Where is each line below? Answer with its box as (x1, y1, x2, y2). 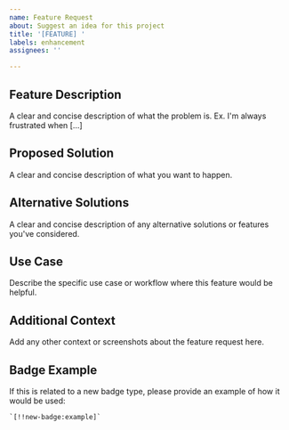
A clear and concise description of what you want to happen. (9, 169, 233, 180)
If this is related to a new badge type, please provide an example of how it (9, 386, 280, 396)
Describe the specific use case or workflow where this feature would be (9, 278, 273, 288)
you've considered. (9, 228, 80, 239)
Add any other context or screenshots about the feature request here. (9, 337, 265, 347)
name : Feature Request (9, 12, 93, 22)
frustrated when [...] (9, 119, 83, 130)
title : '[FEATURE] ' (9, 29, 86, 38)
